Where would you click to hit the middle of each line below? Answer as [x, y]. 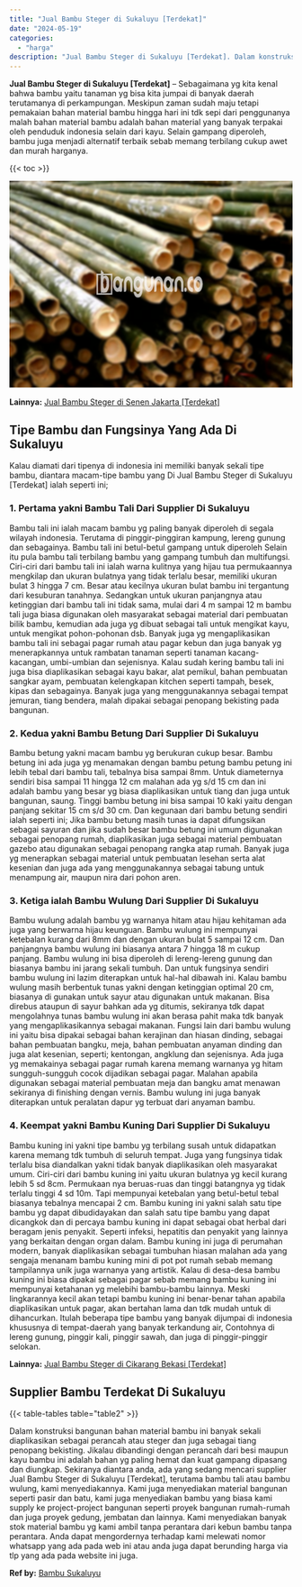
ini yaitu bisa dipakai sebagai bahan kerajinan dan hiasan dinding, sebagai [146, 1035]
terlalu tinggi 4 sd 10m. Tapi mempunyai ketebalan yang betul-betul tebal [144, 1193]
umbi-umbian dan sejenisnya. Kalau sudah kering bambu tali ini [167, 661]
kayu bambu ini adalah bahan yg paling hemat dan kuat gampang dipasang [148, 1460]
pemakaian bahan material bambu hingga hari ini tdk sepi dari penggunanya [150, 113]
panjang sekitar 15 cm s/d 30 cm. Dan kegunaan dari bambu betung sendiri [148, 810]
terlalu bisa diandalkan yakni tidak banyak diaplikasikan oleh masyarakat [143, 1164]
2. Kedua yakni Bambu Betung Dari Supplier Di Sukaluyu [134, 733]
